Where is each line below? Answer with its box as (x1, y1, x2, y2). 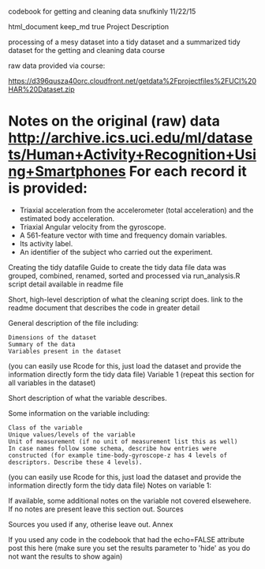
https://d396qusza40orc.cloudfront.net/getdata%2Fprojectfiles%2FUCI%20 (8, 77, 257, 85)
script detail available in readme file (8, 279, 124, 289)
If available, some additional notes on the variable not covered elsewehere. (8, 496, 252, 505)
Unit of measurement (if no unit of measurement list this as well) (8, 437, 238, 445)
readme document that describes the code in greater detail (8, 303, 200, 313)
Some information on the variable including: (8, 408, 150, 417)
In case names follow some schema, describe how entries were (8, 444, 217, 452)
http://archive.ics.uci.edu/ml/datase (8, 129, 253, 147)
